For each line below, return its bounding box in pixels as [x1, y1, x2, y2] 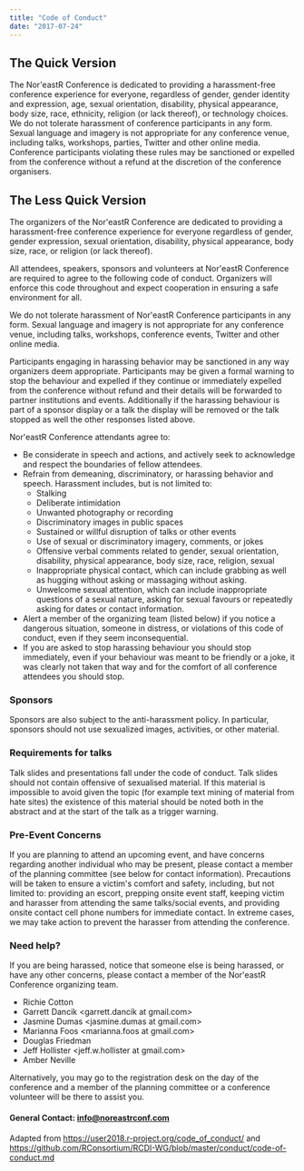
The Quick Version [9, 55, 117, 71]
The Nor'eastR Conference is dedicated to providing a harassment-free [9, 79, 276, 91]
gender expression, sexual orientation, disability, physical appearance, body [9, 236, 294, 247]
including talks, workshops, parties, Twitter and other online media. [9, 137, 261, 148]
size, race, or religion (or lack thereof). [9, 246, 153, 257]
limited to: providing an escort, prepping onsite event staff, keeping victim [9, 888, 285, 899]
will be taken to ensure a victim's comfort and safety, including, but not [9, 878, 275, 890]
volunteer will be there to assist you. [9, 1091, 145, 1103]
